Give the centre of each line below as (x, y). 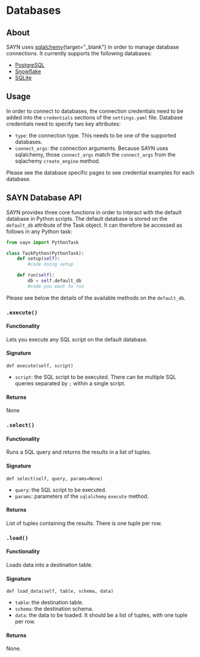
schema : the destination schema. (54, 609)
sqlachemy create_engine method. (57, 161)
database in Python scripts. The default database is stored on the (87, 218)
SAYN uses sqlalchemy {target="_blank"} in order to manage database (93, 47)
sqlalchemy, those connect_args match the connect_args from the (95, 154)
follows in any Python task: (40, 231)
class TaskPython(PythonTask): (45, 253)
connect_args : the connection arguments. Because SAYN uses (92, 148)
